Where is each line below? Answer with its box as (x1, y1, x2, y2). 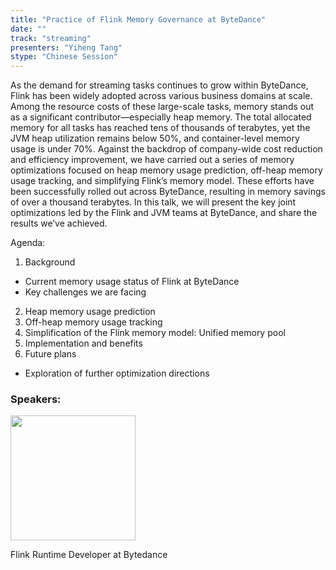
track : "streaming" (10, 33, 92, 43)
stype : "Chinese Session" (10, 52, 118, 62)
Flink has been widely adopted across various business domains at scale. (10, 90, 313, 102)
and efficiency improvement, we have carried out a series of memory (10, 154, 295, 166)
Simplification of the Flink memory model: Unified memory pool (24, 327, 286, 339)
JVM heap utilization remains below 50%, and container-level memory (10, 132, 300, 145)
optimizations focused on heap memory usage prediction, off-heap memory (10, 164, 323, 176)
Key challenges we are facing (24, 286, 147, 298)
